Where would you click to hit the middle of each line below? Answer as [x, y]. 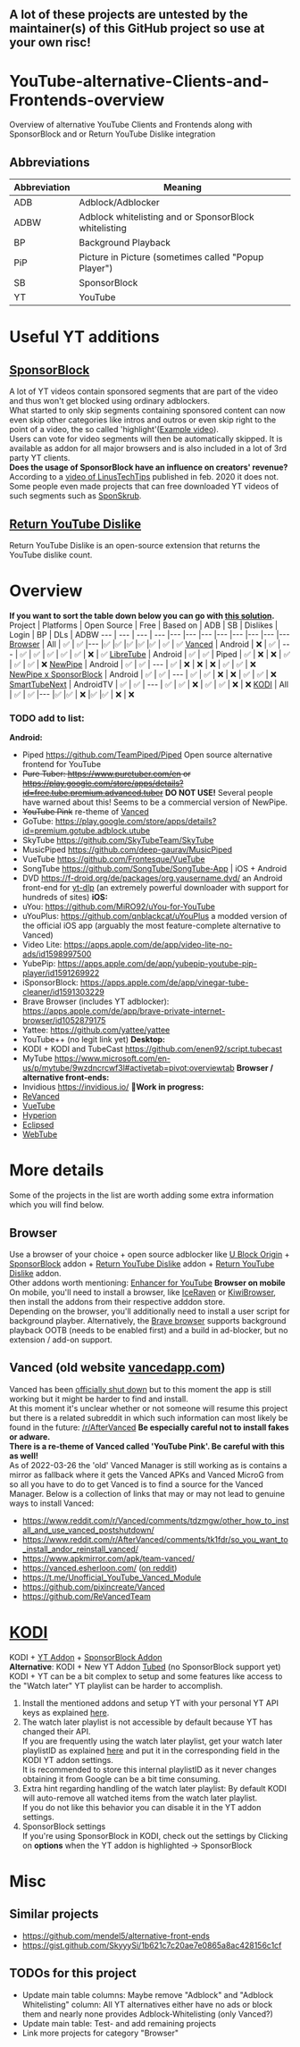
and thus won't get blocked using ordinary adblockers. [110, 401]
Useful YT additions [84, 337]
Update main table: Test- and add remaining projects [119, 2023]
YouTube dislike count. [51, 555]
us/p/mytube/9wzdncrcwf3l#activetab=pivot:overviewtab [128, 1068]
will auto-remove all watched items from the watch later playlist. [140, 1798]
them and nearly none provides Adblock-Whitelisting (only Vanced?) [148, 2014]
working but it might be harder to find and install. [99, 1399]
